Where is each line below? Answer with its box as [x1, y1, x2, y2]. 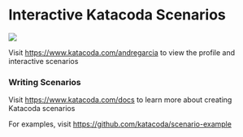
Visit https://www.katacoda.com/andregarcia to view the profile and [8, 47, 236, 58]
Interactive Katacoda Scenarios [8, 6, 226, 24]
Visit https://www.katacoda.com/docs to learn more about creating [8, 95, 232, 105]
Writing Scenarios [8, 76, 81, 88]
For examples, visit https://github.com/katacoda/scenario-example [8, 119, 232, 129]
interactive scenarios [8, 56, 79, 66]
